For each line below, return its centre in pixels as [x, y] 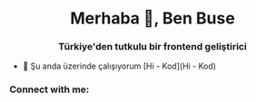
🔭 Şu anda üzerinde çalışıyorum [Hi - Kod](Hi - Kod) [119, 66]
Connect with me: [49, 89]
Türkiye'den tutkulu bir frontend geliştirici [153, 47]
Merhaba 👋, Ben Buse [153, 19]
